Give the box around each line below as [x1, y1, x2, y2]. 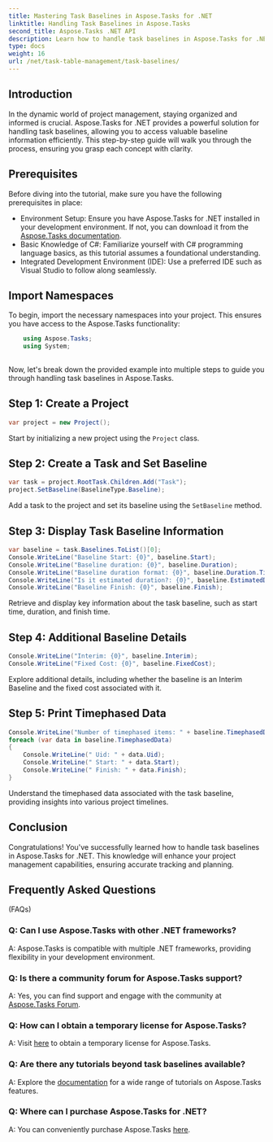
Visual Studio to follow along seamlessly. [19, 265, 157, 275]
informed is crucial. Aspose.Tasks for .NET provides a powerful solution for [8, 117, 260, 127]
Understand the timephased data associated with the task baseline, [8, 788, 234, 798]
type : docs [8, 42, 45, 50]
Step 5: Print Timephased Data [8, 707, 167, 720]
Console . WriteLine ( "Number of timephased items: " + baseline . [8, 728, 227, 737]
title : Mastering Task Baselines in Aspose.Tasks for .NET [8, 11, 213, 20]
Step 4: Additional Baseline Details [8, 630, 187, 644]
